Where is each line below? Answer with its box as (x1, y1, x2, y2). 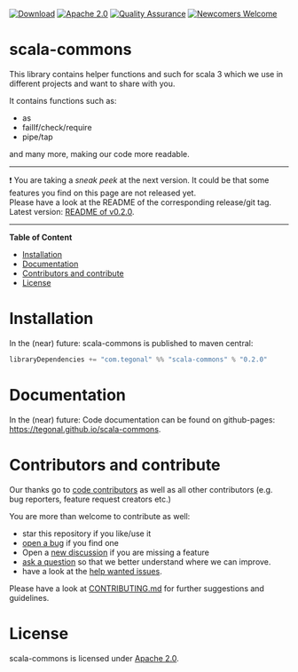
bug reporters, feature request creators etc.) (9, 494, 171, 504)
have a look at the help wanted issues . (21, 565, 162, 576)
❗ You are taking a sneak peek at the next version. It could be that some (9, 174, 270, 186)
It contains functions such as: (9, 95, 117, 106)
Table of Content (9, 232, 73, 242)
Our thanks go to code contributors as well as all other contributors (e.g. (9, 484, 273, 494)
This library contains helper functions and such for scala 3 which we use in (9, 68, 284, 79)
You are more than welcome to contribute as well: (9, 510, 191, 521)
